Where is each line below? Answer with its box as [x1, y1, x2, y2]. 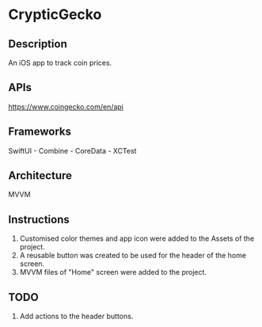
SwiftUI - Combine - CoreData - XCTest [8, 146, 137, 155]
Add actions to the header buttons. [19, 311, 134, 321]
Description [8, 37, 67, 51]
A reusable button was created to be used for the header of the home [19, 251, 247, 260]
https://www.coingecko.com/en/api [8, 101, 124, 112]
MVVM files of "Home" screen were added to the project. [19, 268, 207, 277]
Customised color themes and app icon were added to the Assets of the [19, 234, 255, 243]
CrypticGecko [8, 6, 102, 24]
